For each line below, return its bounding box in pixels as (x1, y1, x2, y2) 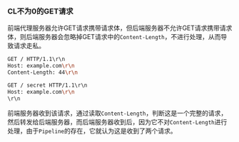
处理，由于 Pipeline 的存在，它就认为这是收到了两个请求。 (7, 126, 177, 135)
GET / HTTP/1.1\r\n (7, 55, 66, 63)
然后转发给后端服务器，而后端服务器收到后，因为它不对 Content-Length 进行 (7, 117, 228, 126)
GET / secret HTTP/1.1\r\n (7, 82, 88, 89)
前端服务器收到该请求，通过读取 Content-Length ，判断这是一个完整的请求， (7, 109, 228, 117)
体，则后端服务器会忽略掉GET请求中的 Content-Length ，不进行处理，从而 (7, 33, 221, 41)
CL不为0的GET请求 (7, 6, 73, 16)
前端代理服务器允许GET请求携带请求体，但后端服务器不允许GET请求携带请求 (7, 23, 233, 33)
